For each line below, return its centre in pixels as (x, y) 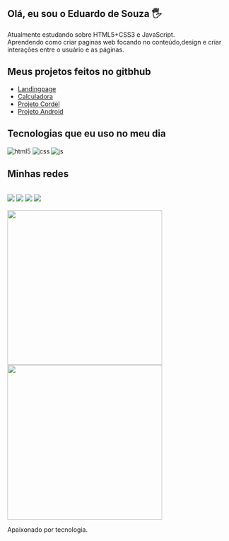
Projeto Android (40, 111)
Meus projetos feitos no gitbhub (79, 72)
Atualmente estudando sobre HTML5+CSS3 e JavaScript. (91, 34)
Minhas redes (38, 174)
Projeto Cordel (39, 104)
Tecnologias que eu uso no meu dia (87, 134)
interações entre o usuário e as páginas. (66, 50)
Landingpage (37, 88)
